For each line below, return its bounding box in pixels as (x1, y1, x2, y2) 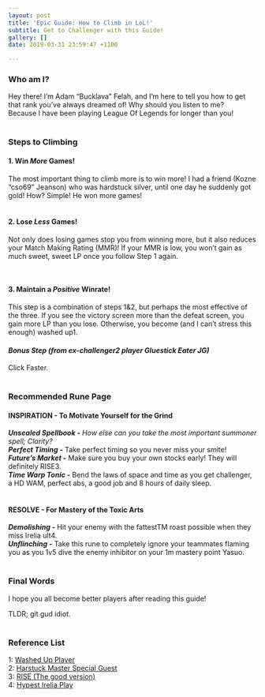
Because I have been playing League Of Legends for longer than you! (8, 108, 234, 118)
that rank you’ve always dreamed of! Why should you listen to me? (8, 100, 225, 110)
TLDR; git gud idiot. (8, 609, 71, 618)
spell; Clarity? (8, 437, 53, 446)
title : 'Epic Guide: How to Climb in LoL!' (8, 19, 154, 27)
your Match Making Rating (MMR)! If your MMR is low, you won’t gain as (8, 242, 242, 253)
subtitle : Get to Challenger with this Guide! (8, 26, 164, 34)
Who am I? (8, 74, 50, 85)
